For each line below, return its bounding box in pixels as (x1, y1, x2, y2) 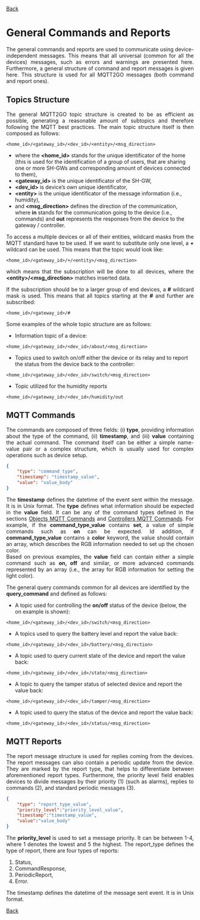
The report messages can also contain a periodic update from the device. (6, 759, 194, 766)
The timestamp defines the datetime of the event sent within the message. (6, 496, 194, 503)
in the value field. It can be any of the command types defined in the (6, 508, 194, 516)
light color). (6, 572, 35, 579)
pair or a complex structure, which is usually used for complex (23, 445, 194, 452)
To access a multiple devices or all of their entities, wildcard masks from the (6, 233, 194, 240)
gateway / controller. (14, 221, 65, 229)
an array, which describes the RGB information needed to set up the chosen (6, 540, 194, 547)
